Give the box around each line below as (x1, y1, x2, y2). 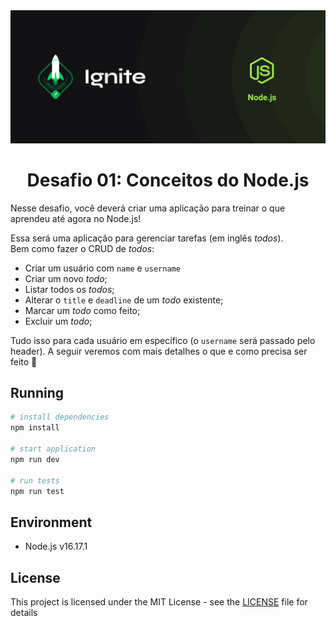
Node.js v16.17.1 (24, 540, 88, 553)
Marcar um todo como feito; (24, 304, 141, 316)
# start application (10, 444, 97, 454)
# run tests (10, 475, 60, 486)
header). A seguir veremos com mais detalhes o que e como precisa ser (10, 345, 308, 357)
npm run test (10, 486, 65, 496)
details (10, 607, 38, 618)
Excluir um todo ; (24, 315, 93, 327)
